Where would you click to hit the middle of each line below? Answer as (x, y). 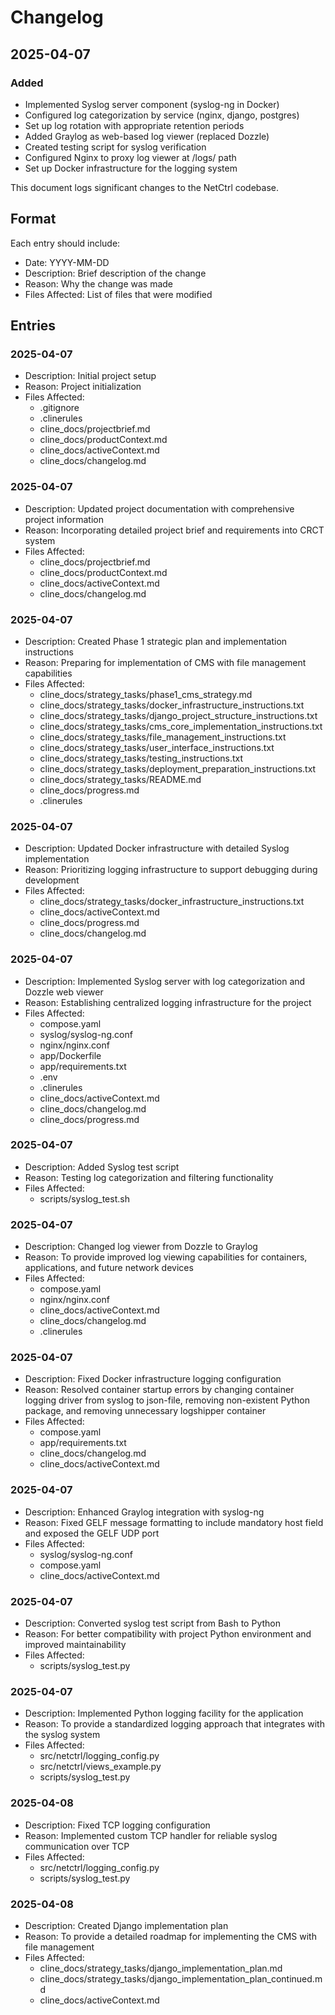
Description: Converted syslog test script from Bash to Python (152, 1623)
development (52, 880)
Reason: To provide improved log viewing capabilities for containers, (166, 1257)
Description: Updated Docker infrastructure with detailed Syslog (157, 848)
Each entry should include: (65, 243)
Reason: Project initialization (83, 387)
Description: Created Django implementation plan (126, 1925)
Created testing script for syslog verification (115, 147)
